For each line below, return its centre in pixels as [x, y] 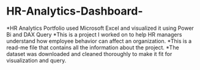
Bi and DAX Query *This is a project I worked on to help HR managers [94, 34]
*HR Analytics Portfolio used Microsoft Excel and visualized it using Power [100, 28]
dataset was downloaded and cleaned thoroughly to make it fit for [89, 54]
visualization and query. [36, 60]
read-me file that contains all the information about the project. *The [93, 47]
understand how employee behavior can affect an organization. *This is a [99, 41]
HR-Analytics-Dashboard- [75, 11]
